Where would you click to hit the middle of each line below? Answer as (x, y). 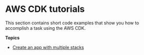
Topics (12, 38)
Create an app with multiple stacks (48, 47)
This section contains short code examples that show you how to (72, 23)
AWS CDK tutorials (45, 9)
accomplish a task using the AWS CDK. (45, 28)
